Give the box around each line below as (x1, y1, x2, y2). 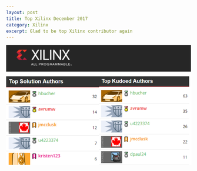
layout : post (6, 9, 38, 15)
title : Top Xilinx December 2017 (6, 15, 88, 22)
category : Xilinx (6, 22, 49, 28)
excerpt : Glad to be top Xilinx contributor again (6, 28, 133, 34)
